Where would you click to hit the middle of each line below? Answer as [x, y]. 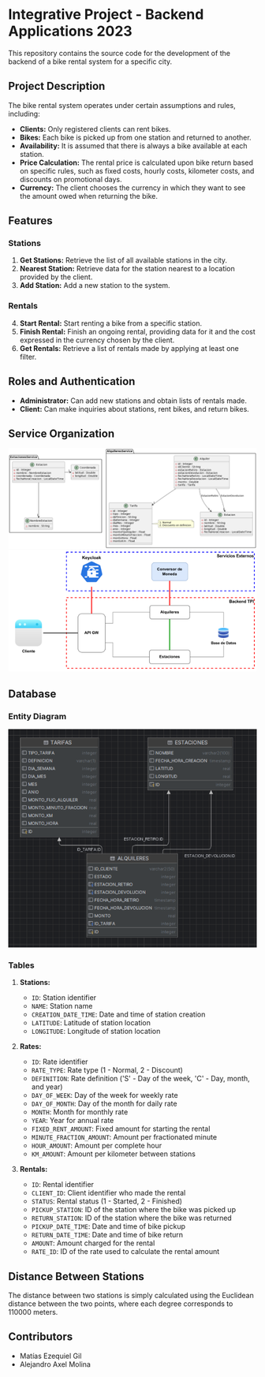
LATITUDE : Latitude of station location [91, 1023]
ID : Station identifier [64, 998]
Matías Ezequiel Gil [50, 1356]
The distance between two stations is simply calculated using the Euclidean [131, 1296]
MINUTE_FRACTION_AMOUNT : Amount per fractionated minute [124, 1137]
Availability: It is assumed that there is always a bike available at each [133, 146]
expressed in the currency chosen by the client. [97, 340]
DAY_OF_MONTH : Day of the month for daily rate [104, 1104]
